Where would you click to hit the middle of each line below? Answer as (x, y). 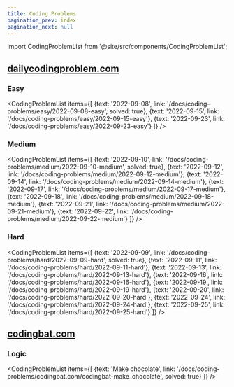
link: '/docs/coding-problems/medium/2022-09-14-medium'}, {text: (126, 182)
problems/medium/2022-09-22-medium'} (67, 219)
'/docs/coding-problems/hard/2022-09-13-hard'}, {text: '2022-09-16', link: (115, 274)
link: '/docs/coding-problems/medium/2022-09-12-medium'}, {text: (105, 174)
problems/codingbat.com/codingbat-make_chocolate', (86, 377)
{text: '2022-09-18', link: (42, 197)
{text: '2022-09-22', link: (93, 211)
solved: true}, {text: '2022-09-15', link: (164, 111)
